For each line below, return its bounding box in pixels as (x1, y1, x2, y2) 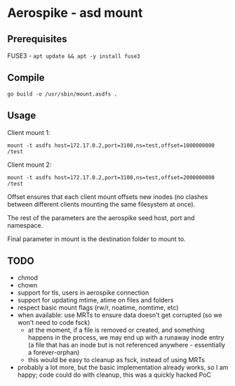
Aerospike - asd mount (7, 5, 143, 21)
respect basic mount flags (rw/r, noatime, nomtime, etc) (17, 304, 179, 312)
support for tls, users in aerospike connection (17, 288, 149, 297)
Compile (7, 72, 45, 84)
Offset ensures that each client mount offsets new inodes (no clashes (7, 192, 208, 201)
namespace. (7, 221, 43, 229)
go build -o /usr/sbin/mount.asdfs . (7, 90, 118, 98)
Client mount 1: (7, 128, 51, 136)
